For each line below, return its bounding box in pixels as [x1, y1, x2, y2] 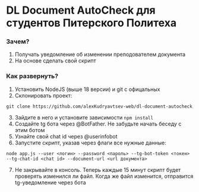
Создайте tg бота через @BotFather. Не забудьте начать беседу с [14, 120, 182, 127]
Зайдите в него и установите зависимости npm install [14, 114, 153, 121]
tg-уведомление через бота [14, 179, 86, 186]
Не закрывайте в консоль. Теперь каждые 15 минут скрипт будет [14, 166, 181, 173]
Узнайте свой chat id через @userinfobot [14, 133, 118, 140]
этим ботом [14, 126, 45, 134]
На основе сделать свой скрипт [14, 57, 96, 64]
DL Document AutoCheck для [6, 4, 156, 17]
